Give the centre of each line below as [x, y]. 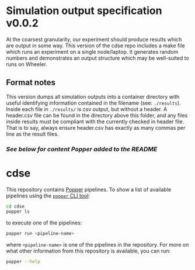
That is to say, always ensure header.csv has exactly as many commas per [96, 127]
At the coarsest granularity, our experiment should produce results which [94, 39]
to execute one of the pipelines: [44, 223]
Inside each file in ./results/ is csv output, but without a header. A [87, 109]
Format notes [31, 83]
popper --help [23, 262]
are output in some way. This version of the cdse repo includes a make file [95, 46]
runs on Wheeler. [27, 64]
